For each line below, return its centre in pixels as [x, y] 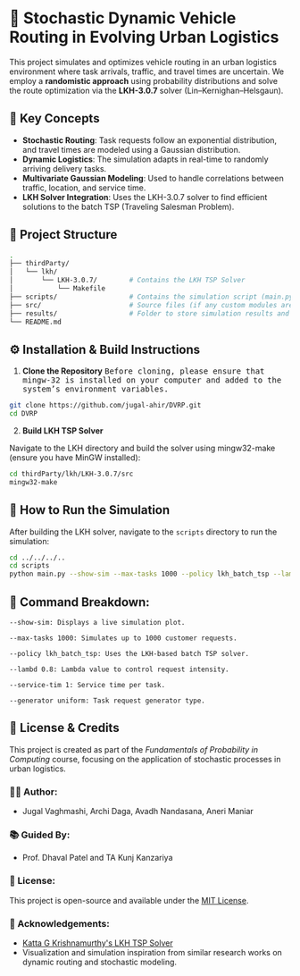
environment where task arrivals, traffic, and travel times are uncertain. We [146, 72]
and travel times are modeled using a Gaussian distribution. [131, 149]
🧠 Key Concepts [54, 118]
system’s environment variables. [96, 389]
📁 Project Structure [63, 235]
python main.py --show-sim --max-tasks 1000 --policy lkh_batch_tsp [139, 574]
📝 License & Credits [64, 728]
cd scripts [29, 566]
